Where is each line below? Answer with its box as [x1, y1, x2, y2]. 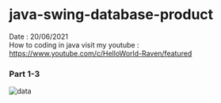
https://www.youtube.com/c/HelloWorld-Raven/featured [9, 48, 192, 58]
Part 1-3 [9, 68, 40, 79]
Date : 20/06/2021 [9, 32, 69, 41]
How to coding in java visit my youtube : [9, 40, 139, 49]
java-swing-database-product [9, 6, 214, 24]
